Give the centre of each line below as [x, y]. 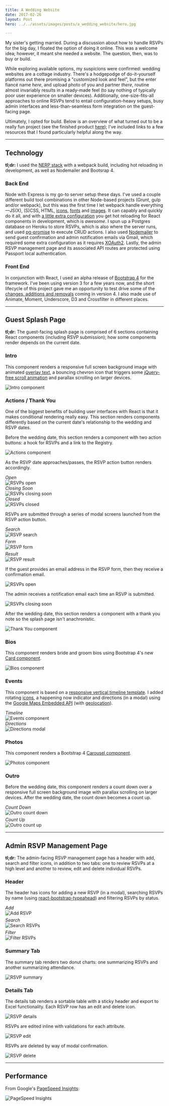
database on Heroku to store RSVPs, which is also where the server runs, [81, 227]
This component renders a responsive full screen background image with [81, 366]
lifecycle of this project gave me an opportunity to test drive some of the [80, 288]
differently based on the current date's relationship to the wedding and [78, 422]
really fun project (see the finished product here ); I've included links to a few [84, 127]
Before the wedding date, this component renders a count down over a [79, 787]
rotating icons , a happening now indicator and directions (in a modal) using [83, 698]
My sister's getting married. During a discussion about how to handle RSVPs [84, 43]
